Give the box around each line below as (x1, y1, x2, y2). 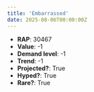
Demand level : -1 (16, 49, 67, 58)
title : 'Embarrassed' (7, 10, 69, 17)
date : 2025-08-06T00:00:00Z (7, 16, 88, 23)
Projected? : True (16, 64, 66, 72)
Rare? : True (16, 78, 51, 87)
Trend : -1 (16, 57, 43, 65)
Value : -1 (16, 42, 43, 50)
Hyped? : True (16, 71, 57, 79)
